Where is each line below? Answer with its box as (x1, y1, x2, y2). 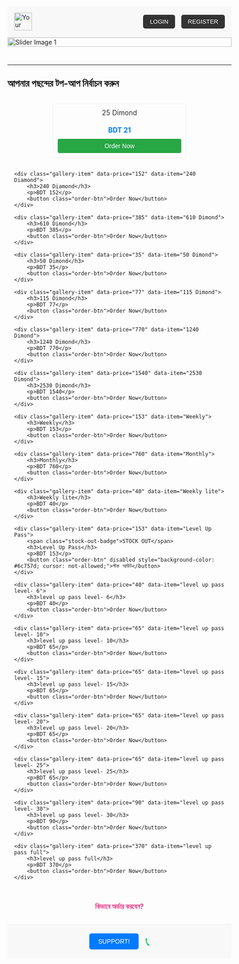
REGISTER (187, 18, 218, 26)
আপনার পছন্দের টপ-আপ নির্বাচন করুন (7, 78, 119, 90)
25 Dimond (102, 108, 137, 117)
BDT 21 (107, 126, 132, 135)
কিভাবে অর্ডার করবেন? (95, 902, 144, 911)
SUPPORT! (97, 938, 130, 946)
